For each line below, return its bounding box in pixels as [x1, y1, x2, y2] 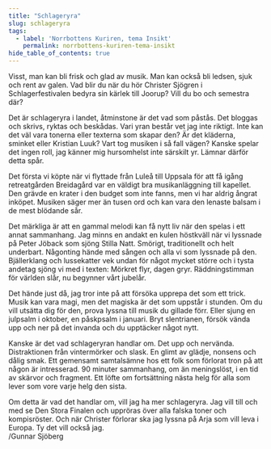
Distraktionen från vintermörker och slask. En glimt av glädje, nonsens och [8, 347, 256, 356]
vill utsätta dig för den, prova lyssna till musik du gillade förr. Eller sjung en [8, 306, 256, 315]
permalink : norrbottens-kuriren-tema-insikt [23, 42, 176, 50]
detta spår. [8, 156, 44, 166]
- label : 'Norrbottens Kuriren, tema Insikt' [15, 34, 172, 43]
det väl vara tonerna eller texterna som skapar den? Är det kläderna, [8, 130, 236, 140]
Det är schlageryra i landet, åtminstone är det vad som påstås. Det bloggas [8, 113, 258, 122]
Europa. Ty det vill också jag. [8, 423, 104, 432]
